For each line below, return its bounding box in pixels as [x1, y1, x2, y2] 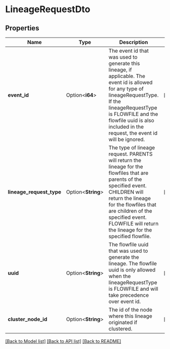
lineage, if [108, 66, 133, 73]
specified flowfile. [108, 233, 151, 240]
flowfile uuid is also [108, 117, 154, 124]
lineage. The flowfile [108, 260, 157, 267]
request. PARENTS [108, 150, 153, 158]
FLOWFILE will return [108, 220, 159, 227]
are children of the [108, 208, 152, 214]
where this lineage [108, 313, 153, 320]
